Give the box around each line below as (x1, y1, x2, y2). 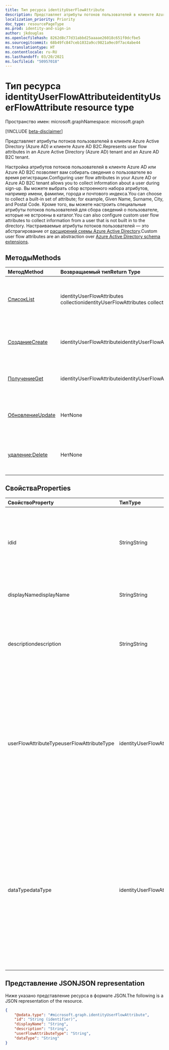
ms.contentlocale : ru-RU (5, 49, 57, 54)
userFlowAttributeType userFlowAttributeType (8, 740, 115, 747)
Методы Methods (5, 253, 61, 262)
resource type (74, 102, 134, 113)
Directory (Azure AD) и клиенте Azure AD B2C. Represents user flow (5, 144, 147, 150)
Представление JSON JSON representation (5, 979, 145, 988)
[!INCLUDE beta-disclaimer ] (5, 128, 63, 134)
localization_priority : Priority (5, 17, 75, 22)
